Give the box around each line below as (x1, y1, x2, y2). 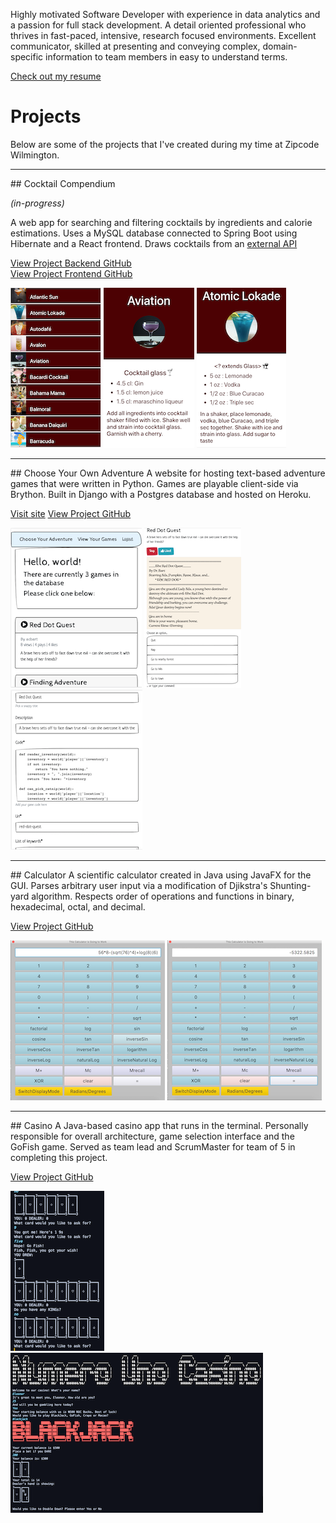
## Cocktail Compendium (10, 177, 116, 189)
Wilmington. (10, 149, 60, 161)
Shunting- (269, 879, 312, 891)
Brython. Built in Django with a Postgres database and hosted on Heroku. (10, 488, 312, 500)
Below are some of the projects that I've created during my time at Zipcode (10, 138, 320, 150)
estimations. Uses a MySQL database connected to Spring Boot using (10, 227, 298, 239)
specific (10, 51, 44, 63)
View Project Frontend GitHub (10, 267, 133, 279)
